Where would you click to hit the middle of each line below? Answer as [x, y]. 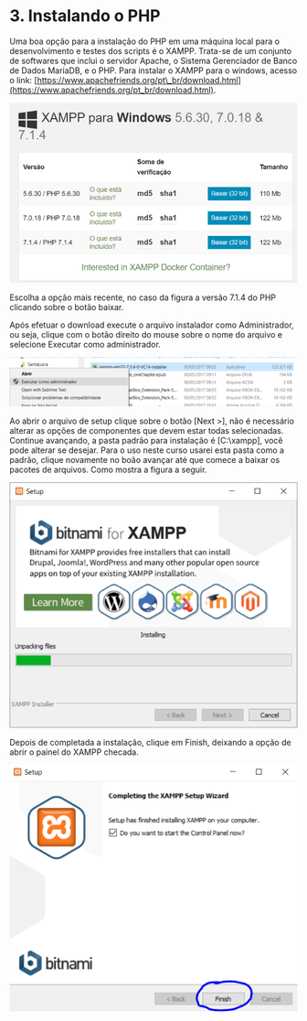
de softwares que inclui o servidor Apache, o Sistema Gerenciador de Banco [153, 60]
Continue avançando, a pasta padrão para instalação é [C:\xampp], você [146, 441]
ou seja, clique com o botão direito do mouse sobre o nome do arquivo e [146, 335]
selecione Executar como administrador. [85, 345]
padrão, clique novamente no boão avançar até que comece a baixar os [145, 460]
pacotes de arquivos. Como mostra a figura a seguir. [108, 469]
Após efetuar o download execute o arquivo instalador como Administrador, [152, 325]
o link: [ [24, 80]
